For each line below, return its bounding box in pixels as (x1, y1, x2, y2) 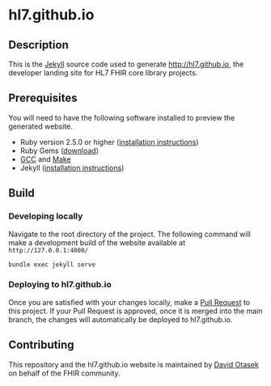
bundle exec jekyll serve (8, 261, 95, 269)
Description (8, 38, 69, 52)
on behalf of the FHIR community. (8, 368, 121, 378)
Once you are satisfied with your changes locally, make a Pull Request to (8, 297, 251, 307)
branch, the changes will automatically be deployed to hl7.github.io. (8, 314, 233, 324)
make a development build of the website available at (8, 237, 186, 248)
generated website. (8, 121, 73, 131)
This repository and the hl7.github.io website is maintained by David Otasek (8, 359, 259, 369)
